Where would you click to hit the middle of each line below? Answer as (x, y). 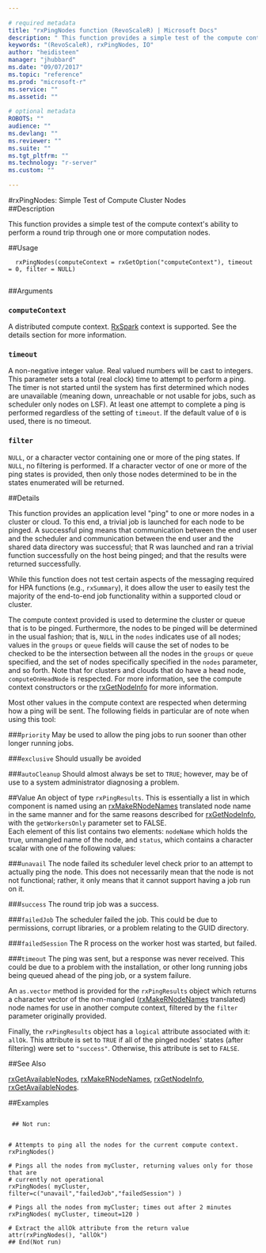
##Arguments (30, 291)
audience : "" (30, 126)
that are (23, 1173)
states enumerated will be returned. (66, 482)
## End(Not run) (35, 1242)
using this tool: (32, 719)
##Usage (23, 247)
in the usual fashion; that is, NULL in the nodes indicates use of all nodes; (125, 636)
